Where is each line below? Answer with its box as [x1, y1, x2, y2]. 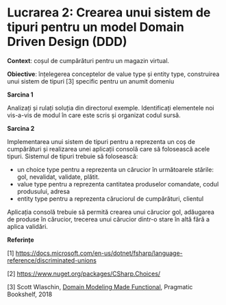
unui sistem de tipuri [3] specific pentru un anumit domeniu [7, 77, 175, 85]
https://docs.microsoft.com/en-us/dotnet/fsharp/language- [15, 249, 183, 257]
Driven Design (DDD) [7, 34, 128, 49]
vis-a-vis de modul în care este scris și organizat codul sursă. [7, 111, 181, 119]
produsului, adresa [16, 187, 71, 195]
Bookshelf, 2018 [7, 290, 53, 298]
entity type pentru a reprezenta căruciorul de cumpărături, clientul [16, 194, 204, 203]
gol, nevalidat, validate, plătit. [16, 173, 100, 181]
